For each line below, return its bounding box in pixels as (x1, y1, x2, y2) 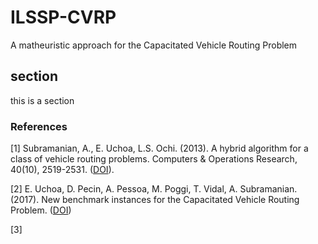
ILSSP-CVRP (10, 6, 117, 29)
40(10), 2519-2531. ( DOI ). (10, 164, 115, 176)
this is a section (10, 94, 75, 106)
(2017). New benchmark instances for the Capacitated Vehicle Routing (10, 194, 300, 206)
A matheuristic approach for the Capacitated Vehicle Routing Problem (10, 39, 298, 51)
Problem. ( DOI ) (10, 204, 72, 216)
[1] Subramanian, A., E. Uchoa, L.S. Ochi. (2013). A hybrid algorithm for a (10, 142, 309, 155)
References (10, 119, 68, 133)
